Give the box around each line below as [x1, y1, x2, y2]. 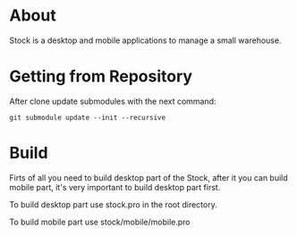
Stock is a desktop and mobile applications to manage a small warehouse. [9, 35, 282, 46]
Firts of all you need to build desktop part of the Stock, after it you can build [9, 172, 288, 183]
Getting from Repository [9, 66, 193, 87]
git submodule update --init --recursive [9, 113, 166, 122]
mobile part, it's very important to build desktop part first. [9, 181, 221, 192]
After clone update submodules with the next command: [9, 96, 216, 106]
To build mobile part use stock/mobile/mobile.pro [9, 216, 191, 227]
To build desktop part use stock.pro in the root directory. [9, 198, 217, 210]
